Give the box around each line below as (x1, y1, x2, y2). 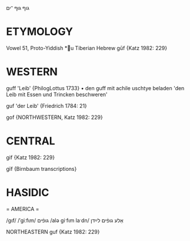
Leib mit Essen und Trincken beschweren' (6, 91, 108, 98)
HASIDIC (6, 186, 49, 199)
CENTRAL (6, 134, 55, 148)
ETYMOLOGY (6, 25, 74, 38)
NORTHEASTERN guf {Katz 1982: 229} (6, 228, 100, 235)
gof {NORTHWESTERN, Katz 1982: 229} (6, 114, 103, 121)
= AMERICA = (6, 205, 39, 212)
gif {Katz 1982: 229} (6, 154, 55, 161)
